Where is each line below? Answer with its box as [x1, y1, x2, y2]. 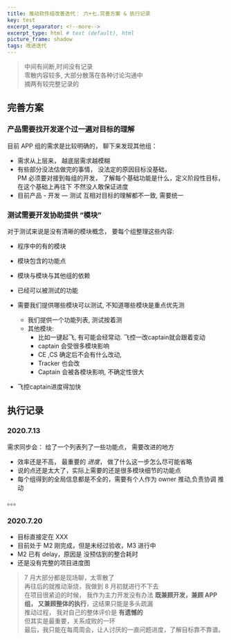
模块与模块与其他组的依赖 [17, 271, 91, 280]
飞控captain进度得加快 [17, 382, 82, 391]
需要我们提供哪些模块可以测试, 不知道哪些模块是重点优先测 [17, 301, 185, 309]
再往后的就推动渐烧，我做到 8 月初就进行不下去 [24, 582, 159, 590]
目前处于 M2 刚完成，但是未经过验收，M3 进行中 [17, 541, 157, 549]
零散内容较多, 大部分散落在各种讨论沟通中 [24, 71, 143, 79]
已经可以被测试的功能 [17, 286, 78, 294]
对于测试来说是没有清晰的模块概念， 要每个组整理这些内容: [7, 227, 174, 235]
